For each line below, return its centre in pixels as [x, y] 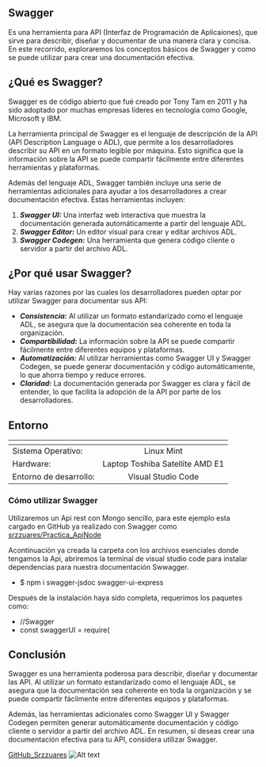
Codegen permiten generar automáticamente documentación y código [123, 723]
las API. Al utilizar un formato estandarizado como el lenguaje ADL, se [122, 682]
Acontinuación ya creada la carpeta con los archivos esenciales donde [123, 550]
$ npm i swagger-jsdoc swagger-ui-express [91, 582]
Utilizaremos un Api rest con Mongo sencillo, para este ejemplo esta [120, 517]
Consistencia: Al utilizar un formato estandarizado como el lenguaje [131, 316]
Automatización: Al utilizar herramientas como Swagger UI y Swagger [135, 358]
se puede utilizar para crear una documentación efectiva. [102, 57]
